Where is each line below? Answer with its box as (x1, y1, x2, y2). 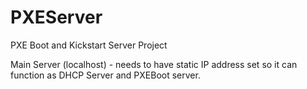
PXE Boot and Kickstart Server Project (10, 39, 168, 51)
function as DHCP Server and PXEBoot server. (10, 69, 201, 81)
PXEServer (10, 6, 103, 29)
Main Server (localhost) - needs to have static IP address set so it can (10, 58, 298, 70)
